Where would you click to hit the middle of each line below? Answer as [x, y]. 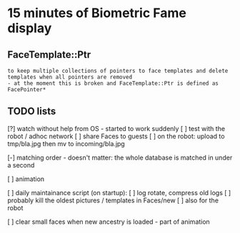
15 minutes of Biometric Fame [97, 13]
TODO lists [32, 112]
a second [21, 165]
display [30, 28]
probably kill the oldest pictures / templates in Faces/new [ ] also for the [113, 200]
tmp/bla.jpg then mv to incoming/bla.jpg [66, 143]
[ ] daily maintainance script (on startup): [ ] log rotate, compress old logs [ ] [119, 192]
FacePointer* [27, 90]
